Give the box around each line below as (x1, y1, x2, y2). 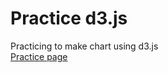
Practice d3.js (10, 7, 128, 30)
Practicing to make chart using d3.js (10, 40, 159, 52)
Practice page (10, 50, 68, 62)
